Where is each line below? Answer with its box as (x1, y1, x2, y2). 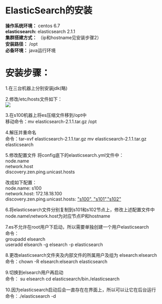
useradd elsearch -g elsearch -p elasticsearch (5, 241, 104, 248)
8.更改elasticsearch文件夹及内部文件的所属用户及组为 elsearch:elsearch (5, 252, 157, 258)
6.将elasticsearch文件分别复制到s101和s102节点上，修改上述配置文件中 (5, 206, 155, 213)
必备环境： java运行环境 (5, 47, 56, 53)
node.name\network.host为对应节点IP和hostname (5, 213, 110, 219)
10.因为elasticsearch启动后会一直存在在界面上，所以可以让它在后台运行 (5, 287, 156, 293)
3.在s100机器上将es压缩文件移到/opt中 (5, 112, 87, 118)
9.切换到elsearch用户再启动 (5, 269, 64, 275)
